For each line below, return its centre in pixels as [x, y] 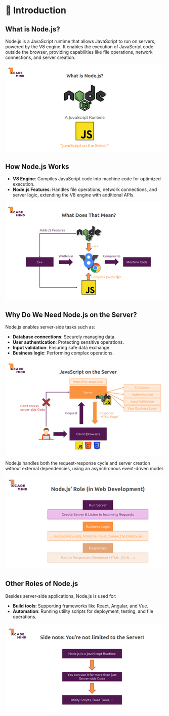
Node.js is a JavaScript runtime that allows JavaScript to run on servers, [80, 41]
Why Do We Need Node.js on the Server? [71, 315]
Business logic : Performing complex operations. [63, 353]
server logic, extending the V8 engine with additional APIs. [74, 195]
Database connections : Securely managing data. [64, 337]
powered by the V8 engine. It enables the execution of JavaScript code [79, 47]
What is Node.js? [33, 29]
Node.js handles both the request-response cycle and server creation [78, 463]
